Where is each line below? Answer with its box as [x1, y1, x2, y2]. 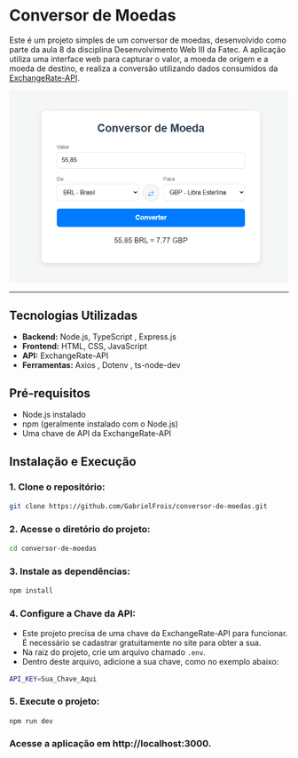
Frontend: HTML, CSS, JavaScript [21, 341, 148, 352]
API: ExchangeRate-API [21, 350, 109, 361]
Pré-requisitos [9, 386, 91, 401]
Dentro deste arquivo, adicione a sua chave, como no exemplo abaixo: [21, 656, 279, 666]
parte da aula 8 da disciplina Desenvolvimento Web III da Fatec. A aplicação [9, 44, 286, 54]
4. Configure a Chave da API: [9, 608, 136, 620]
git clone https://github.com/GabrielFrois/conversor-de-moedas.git [9, 501, 268, 511]
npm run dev [9, 716, 53, 725]
